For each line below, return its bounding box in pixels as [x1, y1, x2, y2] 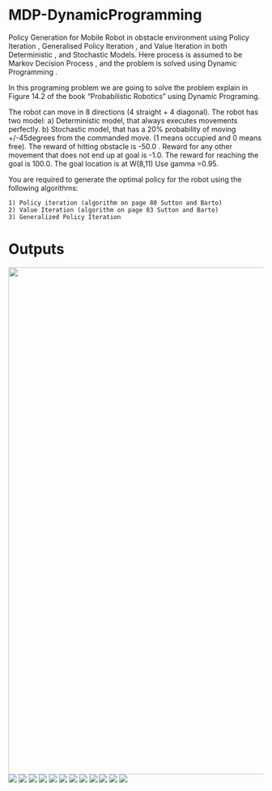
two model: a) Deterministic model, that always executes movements [8, 115, 238, 125]
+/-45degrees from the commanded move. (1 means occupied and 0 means [8, 132, 261, 143]
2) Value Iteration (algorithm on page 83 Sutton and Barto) [8, 205, 219, 214]
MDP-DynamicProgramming [8, 6, 202, 24]
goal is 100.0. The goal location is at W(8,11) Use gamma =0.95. [8, 158, 219, 168]
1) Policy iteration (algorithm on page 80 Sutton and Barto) [8, 199, 223, 207]
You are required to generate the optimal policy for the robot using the [8, 174, 242, 184]
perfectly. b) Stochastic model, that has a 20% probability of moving [8, 124, 236, 134]
